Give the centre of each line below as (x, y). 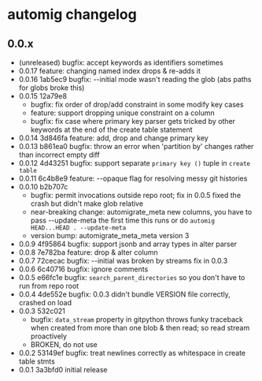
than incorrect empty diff (59, 155)
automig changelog (72, 15)
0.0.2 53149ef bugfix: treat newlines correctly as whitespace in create (132, 353)
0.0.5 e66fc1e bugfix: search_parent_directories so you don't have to (132, 277)
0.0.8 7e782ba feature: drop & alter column (88, 252)
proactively (49, 336)
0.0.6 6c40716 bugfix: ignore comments (83, 269)
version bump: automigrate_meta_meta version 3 (110, 235)
